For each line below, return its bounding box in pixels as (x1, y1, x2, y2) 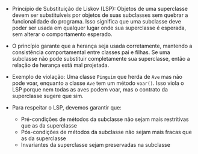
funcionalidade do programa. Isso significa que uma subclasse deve (11, 18, 182, 25)
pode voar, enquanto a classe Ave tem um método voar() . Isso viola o (11, 79, 184, 87)
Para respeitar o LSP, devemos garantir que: (11, 104, 122, 111)
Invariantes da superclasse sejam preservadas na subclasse (20, 141, 170, 148)
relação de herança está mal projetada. (11, 61, 110, 69)
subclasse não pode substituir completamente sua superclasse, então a (11, 55, 191, 62)
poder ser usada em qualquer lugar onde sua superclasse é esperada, (11, 24, 187, 31)
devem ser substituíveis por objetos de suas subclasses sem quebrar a (11, 11, 188, 19)
